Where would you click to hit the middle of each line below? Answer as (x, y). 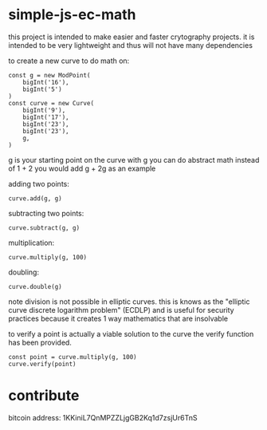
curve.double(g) (35, 286)
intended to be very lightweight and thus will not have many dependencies (131, 45)
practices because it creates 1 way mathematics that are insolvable (118, 318)
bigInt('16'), (46, 82)
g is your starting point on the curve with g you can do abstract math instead (134, 160)
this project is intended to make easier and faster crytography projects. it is (132, 37)
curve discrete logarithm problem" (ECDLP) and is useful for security (121, 310)
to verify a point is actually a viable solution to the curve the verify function (131, 333)
